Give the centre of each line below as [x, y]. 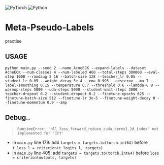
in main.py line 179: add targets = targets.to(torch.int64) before [80, 142]
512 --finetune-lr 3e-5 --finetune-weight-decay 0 [102, 98]
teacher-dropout [22, 94]
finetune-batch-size [26, 98]
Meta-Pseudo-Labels [50, 28]
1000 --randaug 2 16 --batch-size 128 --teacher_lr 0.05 [76, 76]
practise [14, 41]
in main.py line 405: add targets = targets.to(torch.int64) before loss [85, 153]
